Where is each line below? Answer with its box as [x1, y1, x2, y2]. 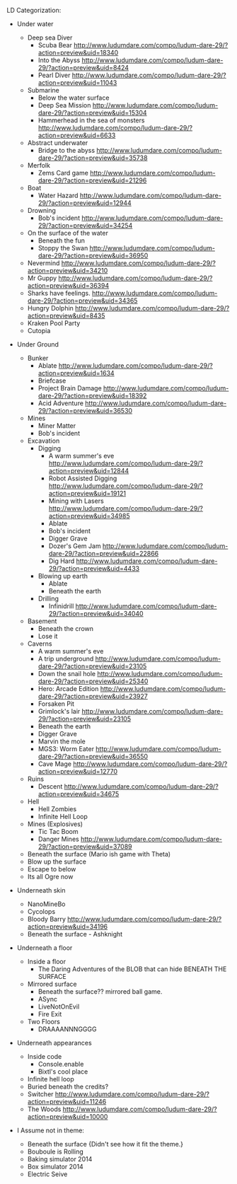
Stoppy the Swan [37, 244, 88, 252]
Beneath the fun [37, 236, 86, 245]
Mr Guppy [27, 274, 57, 282]
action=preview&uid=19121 [48, 489, 127, 497]
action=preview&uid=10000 [27, 1113, 108, 1120]
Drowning [27, 207, 56, 214]
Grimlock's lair [37, 707, 81, 715]
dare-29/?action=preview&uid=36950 [37, 251, 149, 260]
